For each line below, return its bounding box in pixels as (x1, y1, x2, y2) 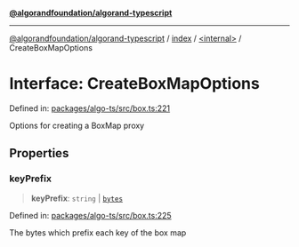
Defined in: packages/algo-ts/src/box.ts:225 (9, 210, 172, 220)
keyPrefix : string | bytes (30, 193, 123, 203)
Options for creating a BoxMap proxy (9, 120, 145, 131)
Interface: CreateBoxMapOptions (9, 74, 260, 94)
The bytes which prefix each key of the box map (9, 227, 187, 238)
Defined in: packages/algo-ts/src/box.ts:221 (9, 102, 171, 114)
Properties (9, 146, 69, 161)
